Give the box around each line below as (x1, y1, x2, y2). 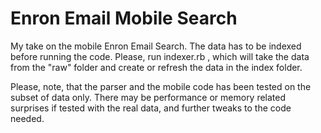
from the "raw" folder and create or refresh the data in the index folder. (10, 61, 303, 73)
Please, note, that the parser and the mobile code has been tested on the (10, 80, 312, 92)
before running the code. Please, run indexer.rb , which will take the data (10, 50, 310, 62)
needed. (10, 112, 45, 124)
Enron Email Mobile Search (10, 7, 238, 30)
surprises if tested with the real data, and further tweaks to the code (10, 102, 292, 114)
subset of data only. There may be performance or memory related (10, 91, 287, 103)
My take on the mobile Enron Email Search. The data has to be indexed (10, 40, 302, 52)
